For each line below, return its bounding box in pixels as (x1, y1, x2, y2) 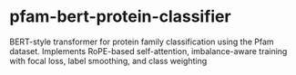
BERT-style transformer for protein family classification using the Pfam (9, 36, 275, 47)
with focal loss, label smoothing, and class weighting (9, 55, 208, 66)
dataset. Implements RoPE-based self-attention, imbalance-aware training (9, 45, 288, 56)
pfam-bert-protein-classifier (9, 6, 231, 27)
